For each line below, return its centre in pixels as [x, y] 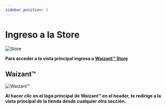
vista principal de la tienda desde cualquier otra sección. [66, 101]
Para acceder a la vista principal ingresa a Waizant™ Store [67, 58]
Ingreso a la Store [43, 34]
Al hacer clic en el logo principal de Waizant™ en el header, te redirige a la [83, 96]
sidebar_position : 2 [27, 10]
